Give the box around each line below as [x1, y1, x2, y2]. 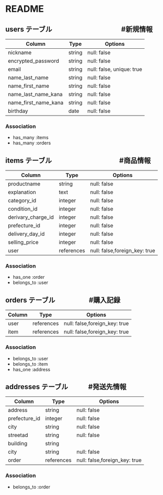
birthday [8, 107, 28, 115]
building [8, 440, 27, 447]
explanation [8, 188, 36, 196]
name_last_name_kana [8, 91, 63, 98]
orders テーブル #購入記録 [5, 296, 121, 304]
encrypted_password [8, 58, 59, 64]
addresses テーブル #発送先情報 [5, 382, 127, 391]
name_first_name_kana [8, 99, 64, 106]
